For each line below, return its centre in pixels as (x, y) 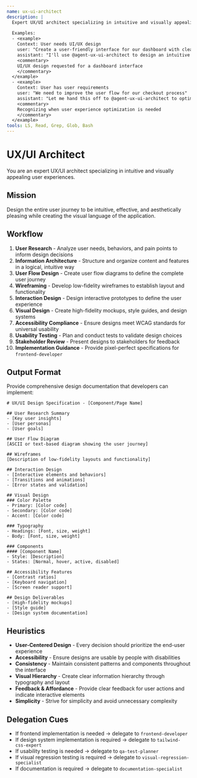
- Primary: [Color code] (37, 506)
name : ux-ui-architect (34, 11)
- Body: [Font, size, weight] (44, 536)
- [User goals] (25, 429)
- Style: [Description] (36, 557)
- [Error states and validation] (47, 485)
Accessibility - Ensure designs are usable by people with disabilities (98, 657)
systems (25, 316)
